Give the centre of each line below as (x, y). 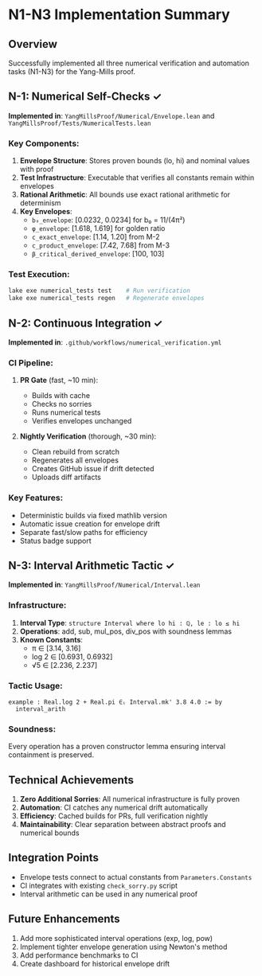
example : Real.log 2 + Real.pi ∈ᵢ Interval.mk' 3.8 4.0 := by (115, 702)
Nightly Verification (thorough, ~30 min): (88, 436)
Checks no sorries (62, 404)
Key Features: (36, 498)
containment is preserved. (51, 755)
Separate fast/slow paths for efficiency (84, 532)
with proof (37, 170)
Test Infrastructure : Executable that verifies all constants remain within (137, 178)
